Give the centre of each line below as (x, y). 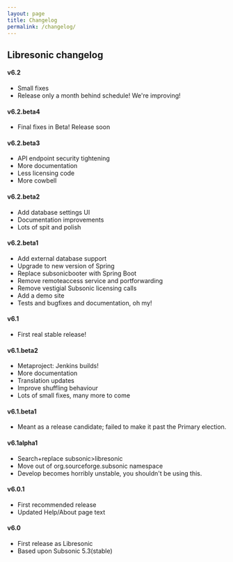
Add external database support (62, 258)
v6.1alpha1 (23, 443)
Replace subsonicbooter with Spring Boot (77, 273)
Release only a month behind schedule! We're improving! (99, 96)
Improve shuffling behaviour (58, 388)
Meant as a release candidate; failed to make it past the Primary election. (122, 427)
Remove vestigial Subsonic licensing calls (77, 288)
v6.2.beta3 (24, 143)
